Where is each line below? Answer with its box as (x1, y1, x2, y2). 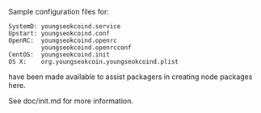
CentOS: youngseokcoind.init (8, 51, 111, 59)
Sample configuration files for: (8, 7, 109, 16)
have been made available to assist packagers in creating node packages (8, 72, 253, 82)
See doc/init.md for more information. (8, 96, 133, 106)
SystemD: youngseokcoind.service (8, 23, 121, 31)
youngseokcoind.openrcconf (40, 44, 132, 52)
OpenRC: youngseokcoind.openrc (8, 36, 117, 44)
